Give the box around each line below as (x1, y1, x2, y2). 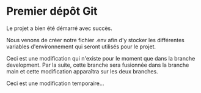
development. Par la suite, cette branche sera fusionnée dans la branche (6, 61, 189, 69)
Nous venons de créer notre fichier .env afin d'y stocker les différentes (6, 36, 185, 43)
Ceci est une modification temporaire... (6, 80, 104, 87)
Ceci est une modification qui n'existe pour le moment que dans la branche (6, 54, 196, 62)
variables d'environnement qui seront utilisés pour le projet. (6, 43, 156, 50)
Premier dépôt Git (6, 4, 98, 18)
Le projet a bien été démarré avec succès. (6, 24, 113, 32)
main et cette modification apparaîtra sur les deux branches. (6, 67, 158, 75)
